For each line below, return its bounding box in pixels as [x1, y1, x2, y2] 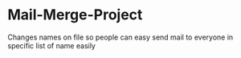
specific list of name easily [7, 40, 96, 50]
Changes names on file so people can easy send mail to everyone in [7, 32, 234, 42]
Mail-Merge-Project [7, 6, 143, 24]
